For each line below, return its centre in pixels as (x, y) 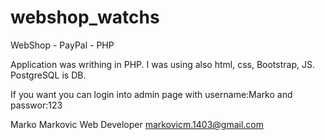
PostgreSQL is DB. (48, 75)
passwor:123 (36, 105)
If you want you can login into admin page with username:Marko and (151, 94)
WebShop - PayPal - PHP (62, 45)
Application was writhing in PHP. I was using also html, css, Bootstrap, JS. (162, 64)
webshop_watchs (85, 17)
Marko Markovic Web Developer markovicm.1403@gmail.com (137, 124)
